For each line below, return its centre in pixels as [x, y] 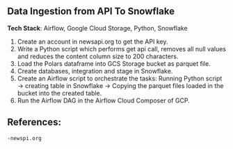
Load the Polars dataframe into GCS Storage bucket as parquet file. [114, 63]
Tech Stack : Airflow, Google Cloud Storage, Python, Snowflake [97, 28]
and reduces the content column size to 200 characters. [98, 56]
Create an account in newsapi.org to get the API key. [93, 42]
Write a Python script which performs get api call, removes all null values [121, 49]
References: [34, 122]
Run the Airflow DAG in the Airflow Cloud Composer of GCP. [103, 100]
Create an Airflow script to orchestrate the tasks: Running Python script [120, 78]
